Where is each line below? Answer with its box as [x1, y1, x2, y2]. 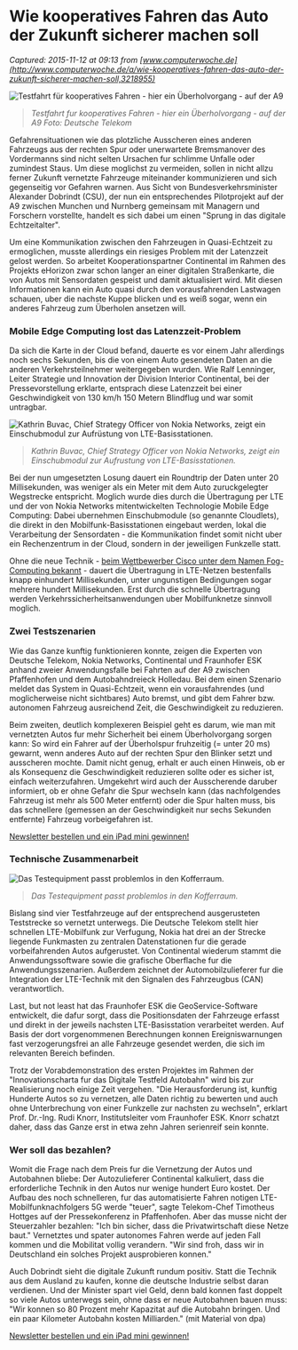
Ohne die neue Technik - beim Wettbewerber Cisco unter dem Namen [9, 555, 265, 566]
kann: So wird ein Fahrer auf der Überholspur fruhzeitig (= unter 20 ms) [9, 738, 271, 748]
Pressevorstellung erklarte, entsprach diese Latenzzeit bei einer [9, 383, 242, 394]
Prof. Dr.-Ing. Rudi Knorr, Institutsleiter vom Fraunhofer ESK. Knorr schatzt [9, 1112, 279, 1122]
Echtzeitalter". [9, 220, 60, 230]
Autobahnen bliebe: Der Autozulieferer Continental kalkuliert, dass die [9, 1173, 264, 1184]
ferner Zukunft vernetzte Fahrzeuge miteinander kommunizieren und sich [9, 172, 278, 183]
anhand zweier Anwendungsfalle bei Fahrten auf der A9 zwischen [9, 664, 250, 675]
